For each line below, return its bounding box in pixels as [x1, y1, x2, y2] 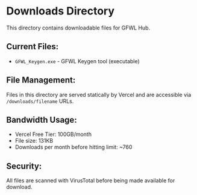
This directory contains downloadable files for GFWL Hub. [6, 24, 151, 31]
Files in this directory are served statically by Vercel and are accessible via [6, 91, 192, 98]
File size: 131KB [14, 137, 53, 144]
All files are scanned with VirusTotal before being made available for [6, 177, 175, 184]
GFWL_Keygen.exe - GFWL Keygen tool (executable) [14, 57, 140, 64]
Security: [6, 161, 42, 171]
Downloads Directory [6, 4, 115, 18]
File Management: [6, 75, 76, 85]
